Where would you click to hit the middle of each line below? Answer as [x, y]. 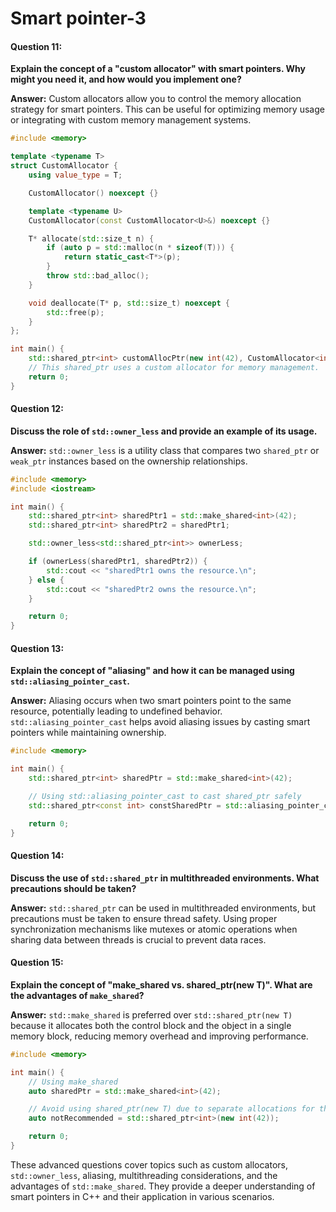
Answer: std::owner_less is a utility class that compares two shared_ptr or [165, 450]
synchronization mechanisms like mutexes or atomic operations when [154, 929]
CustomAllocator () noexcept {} [93, 193]
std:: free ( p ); [75, 312]
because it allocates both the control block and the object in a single [151, 1025]
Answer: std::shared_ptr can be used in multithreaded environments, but [163, 908]
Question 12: [37, 409]
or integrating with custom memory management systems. [131, 120]
